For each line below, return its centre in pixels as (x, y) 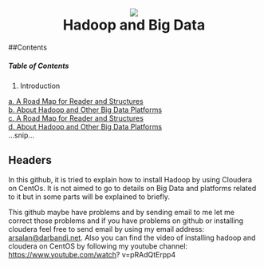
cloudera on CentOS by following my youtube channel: (98, 246)
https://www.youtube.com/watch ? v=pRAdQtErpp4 (92, 254)
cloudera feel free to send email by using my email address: (106, 229)
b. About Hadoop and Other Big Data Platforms (85, 110)
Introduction (40, 86)
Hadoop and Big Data (134, 25)
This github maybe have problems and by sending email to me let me (122, 212)
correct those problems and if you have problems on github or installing (126, 221)
